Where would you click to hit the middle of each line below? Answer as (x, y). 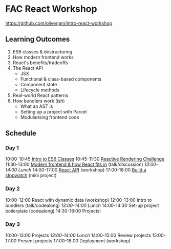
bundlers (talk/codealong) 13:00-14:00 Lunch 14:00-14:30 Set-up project (82, 205)
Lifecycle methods (40, 90)
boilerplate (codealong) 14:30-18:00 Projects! (53, 210)
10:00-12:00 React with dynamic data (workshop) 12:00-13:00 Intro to (79, 200)
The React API (28, 68)
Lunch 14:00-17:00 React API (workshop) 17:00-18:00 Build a (82, 170)
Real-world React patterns (40, 95)
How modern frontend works (43, 57)
